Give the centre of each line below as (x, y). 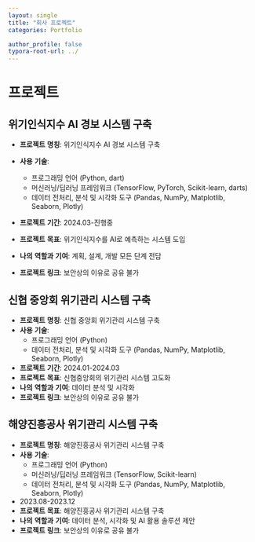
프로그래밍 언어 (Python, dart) (78, 178)
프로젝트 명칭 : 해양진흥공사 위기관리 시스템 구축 (92, 445)
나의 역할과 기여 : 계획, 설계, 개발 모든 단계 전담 (91, 256)
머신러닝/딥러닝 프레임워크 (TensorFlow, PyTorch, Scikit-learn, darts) (140, 188)
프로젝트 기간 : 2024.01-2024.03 (69, 368)
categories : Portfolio (45, 30)
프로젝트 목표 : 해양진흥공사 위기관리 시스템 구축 (92, 511)
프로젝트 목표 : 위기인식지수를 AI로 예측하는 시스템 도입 (102, 240)
